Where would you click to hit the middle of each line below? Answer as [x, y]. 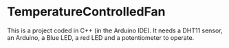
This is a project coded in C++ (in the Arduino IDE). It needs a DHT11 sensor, [115, 30]
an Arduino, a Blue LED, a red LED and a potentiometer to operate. [101, 37]
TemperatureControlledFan [87, 12]
